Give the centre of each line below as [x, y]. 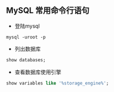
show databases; [26, 60]
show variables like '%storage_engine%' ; [58, 83]
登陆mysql [27, 26]
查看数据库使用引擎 [38, 72]
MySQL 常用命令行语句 [48, 11]
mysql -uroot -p [26, 37]
